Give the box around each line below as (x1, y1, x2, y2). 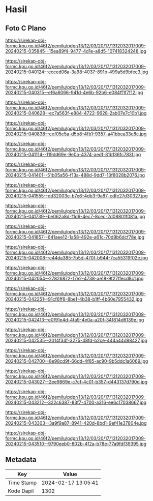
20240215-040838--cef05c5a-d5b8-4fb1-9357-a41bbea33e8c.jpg (5, 131, 147, 137)
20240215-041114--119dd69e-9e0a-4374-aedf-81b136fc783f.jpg (5, 152, 141, 157)
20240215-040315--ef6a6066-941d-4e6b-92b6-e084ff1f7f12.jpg (5, 90, 143, 95)
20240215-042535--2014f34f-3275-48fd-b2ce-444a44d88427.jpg (5, 337, 147, 343)
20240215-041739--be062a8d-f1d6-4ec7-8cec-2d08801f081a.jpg (5, 214, 145, 219)
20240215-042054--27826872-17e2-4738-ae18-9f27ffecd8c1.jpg (5, 276, 144, 281)
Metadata (5, 455, 37, 464)
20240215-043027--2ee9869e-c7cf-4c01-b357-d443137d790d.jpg (5, 379, 148, 385)
